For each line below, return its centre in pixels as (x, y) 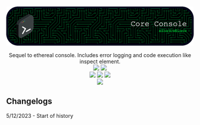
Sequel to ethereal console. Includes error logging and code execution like (100, 55)
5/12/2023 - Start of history (40, 115)
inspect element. (100, 61)
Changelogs (29, 101)
